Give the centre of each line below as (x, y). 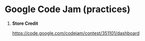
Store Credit (25, 23)
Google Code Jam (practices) (68, 9)
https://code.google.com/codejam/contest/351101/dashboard (76, 33)
